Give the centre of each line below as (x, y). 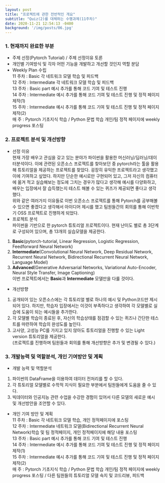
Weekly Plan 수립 (29, 70)
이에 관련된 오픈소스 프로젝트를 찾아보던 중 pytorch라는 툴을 (92, 164)
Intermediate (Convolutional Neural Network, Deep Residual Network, (82, 251)
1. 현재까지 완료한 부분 (30, 46)
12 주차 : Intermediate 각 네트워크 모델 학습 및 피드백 (63, 82)
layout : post (18, 10)
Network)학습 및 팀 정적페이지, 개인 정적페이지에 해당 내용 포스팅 (75, 432)
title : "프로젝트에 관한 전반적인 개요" (40, 14)
